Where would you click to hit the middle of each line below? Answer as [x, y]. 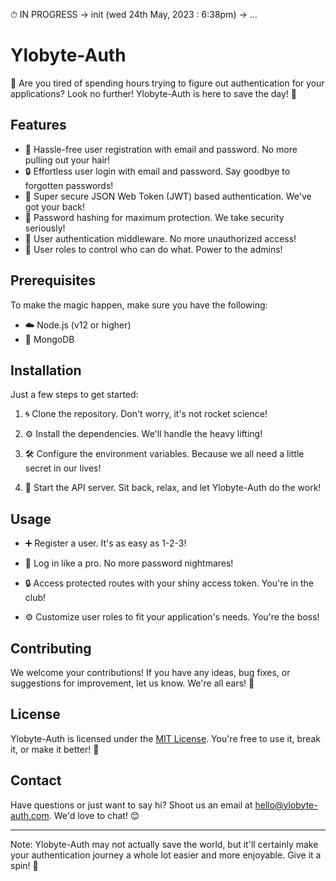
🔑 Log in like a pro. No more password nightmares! [129, 563]
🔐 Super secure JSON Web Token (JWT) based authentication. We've [168, 196]
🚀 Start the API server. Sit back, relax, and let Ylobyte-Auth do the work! [173, 488]
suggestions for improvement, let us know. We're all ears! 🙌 [132, 683]
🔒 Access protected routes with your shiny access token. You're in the [169, 583]
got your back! [55, 206]
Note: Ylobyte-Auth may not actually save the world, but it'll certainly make [164, 844]
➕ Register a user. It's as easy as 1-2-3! [105, 543]
